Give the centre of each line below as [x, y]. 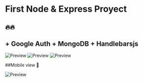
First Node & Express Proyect [66, 9]
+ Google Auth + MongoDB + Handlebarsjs [72, 43]
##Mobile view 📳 [22, 65]
